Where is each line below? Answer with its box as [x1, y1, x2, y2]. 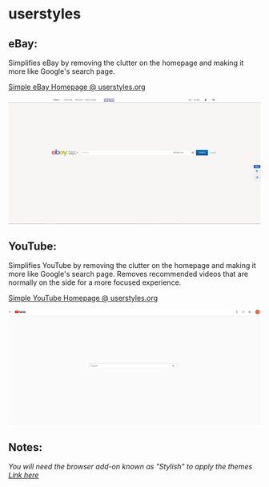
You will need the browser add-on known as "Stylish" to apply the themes [8, 462, 253, 472]
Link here [8, 470, 39, 480]
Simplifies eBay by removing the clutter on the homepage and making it [8, 58, 244, 67]
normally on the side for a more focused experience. [8, 278, 182, 287]
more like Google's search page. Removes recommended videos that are [8, 270, 249, 279]
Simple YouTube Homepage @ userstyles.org [8, 294, 159, 303]
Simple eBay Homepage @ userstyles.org [8, 82, 146, 91]
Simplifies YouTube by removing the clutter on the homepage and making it [8, 261, 256, 270]
